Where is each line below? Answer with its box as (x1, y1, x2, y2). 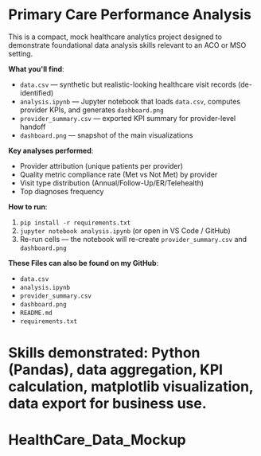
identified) (19, 88, 54, 97)
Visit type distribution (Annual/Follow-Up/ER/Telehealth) (19, 177, 205, 188)
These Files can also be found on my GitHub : (8, 258, 159, 267)
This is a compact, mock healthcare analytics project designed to (8, 32, 223, 41)
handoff (19, 122, 46, 131)
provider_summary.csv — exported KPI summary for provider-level (19, 113, 236, 123)
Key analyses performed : (8, 146, 94, 155)
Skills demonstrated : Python (8, 344, 201, 362)
